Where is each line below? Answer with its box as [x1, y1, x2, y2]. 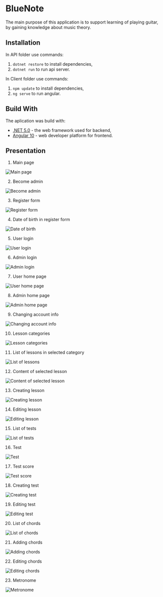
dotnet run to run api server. [12, 66, 70, 72]
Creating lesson [12, 388, 44, 394]
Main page [12, 160, 35, 166]
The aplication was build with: [5, 118, 65, 124]
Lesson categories [12, 330, 50, 336]
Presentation [5, 147, 46, 155]
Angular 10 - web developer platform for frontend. [12, 132, 113, 138]
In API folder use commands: [5, 51, 64, 57]
